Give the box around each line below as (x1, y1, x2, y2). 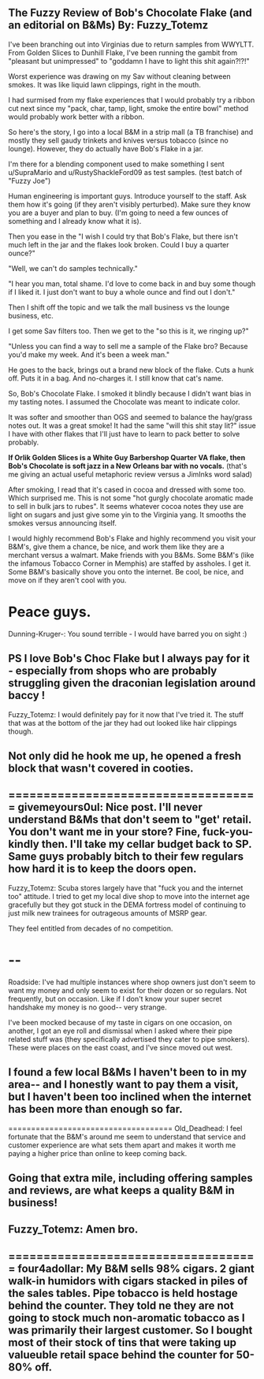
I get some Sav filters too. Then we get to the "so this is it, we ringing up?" (8, 326, 250, 336)
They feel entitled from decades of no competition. (8, 924, 173, 933)
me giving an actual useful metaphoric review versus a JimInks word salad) (8, 469, 253, 479)
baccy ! (8, 689, 46, 702)
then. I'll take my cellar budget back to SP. (41, 838, 252, 851)
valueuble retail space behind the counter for (8, 1347, 234, 1362)
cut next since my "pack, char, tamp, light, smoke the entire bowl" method (8, 103, 249, 113)
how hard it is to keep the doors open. (8, 862, 197, 875)
